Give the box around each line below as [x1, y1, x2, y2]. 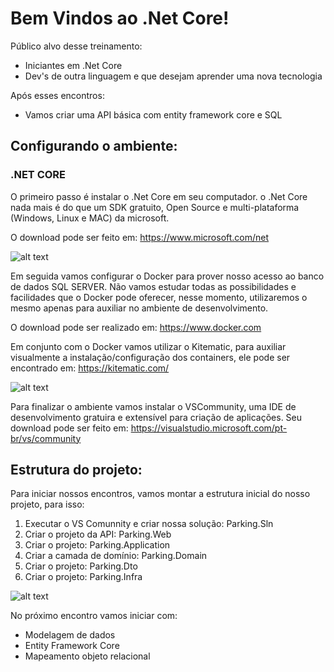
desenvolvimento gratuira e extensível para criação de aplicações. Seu [10, 411, 303, 423]
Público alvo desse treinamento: [10, 40, 143, 52]
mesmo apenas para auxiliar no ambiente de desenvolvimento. [10, 302, 269, 314]
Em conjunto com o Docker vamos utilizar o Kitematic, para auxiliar [10, 340, 287, 352]
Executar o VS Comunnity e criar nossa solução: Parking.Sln [24, 518, 274, 530]
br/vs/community [10, 432, 82, 444]
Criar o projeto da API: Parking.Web [24, 528, 172, 541]
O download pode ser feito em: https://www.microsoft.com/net [10, 231, 270, 243]
